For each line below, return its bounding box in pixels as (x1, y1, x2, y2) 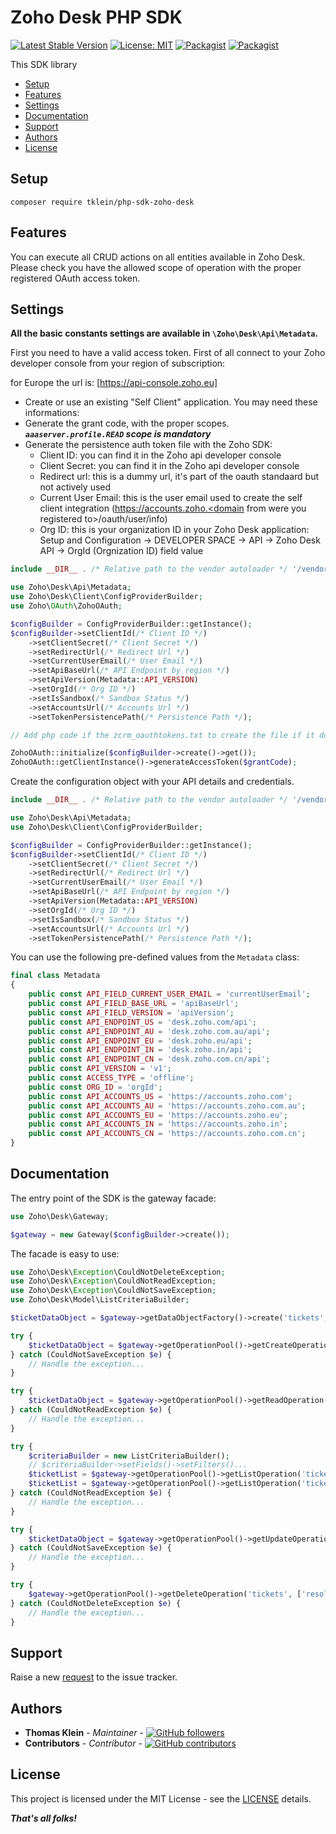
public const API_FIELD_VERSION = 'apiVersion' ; (28, 1007, 235, 1018)
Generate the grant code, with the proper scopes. (24, 417, 230, 430)
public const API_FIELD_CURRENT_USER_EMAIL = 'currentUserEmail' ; (28, 989, 311, 1000)
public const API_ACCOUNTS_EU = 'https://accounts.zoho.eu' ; (28, 1110, 288, 1120)
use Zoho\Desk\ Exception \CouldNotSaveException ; (10, 1286, 217, 1296)
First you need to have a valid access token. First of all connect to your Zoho (10, 347, 326, 359)
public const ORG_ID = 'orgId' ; (28, 1082, 163, 1092)
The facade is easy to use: (10, 1247, 120, 1260)
